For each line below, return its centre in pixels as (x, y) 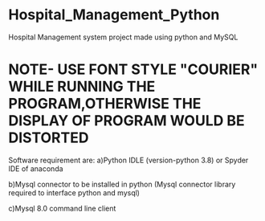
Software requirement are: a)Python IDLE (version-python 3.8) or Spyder (128, 160)
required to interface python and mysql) (74, 192)
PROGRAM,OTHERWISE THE (105, 104)
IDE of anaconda (36, 168)
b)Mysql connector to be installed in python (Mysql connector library (122, 184)
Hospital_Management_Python (114, 15)
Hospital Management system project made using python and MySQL (123, 37)
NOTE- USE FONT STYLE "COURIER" (133, 70)
